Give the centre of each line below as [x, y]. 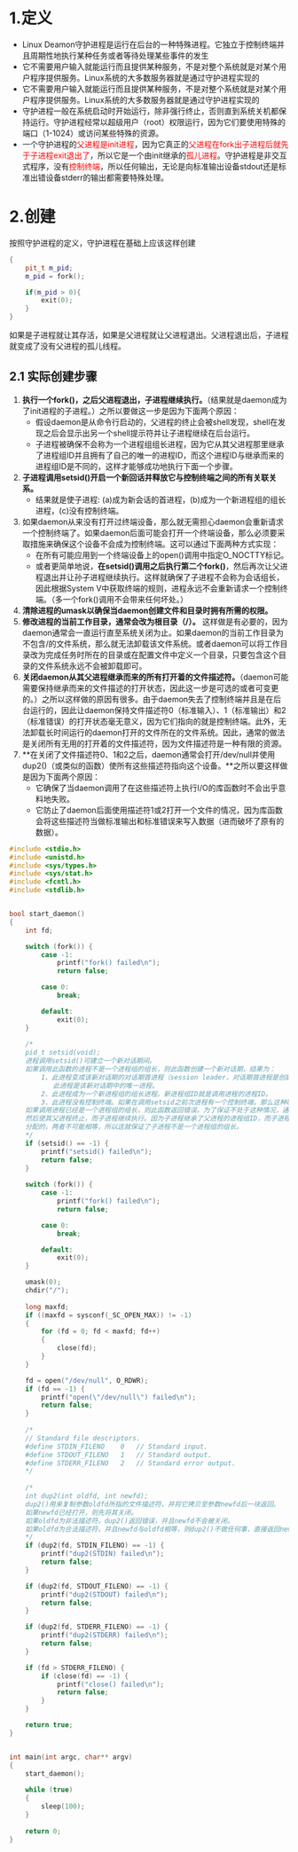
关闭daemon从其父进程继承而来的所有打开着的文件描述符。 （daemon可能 [155, 677]
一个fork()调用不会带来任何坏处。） [125, 599]
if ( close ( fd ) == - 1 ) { [85, 1676]
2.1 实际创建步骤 [53, 377]
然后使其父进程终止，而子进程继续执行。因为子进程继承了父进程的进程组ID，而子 [151, 1118]
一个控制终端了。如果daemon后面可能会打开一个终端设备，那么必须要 [149, 532]
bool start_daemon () [47, 914]
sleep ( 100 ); [63, 1807]
